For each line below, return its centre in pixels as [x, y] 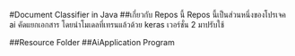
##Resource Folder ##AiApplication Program [92, 42]
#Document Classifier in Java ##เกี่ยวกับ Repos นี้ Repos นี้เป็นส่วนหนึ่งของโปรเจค [148, 15]
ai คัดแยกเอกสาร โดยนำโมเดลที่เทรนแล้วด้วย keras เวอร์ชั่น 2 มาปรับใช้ [117, 24]
